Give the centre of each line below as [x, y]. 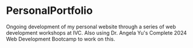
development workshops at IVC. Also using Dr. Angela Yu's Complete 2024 [96, 32]
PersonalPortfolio [49, 11]
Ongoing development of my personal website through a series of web [91, 27]
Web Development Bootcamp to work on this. [61, 39]
